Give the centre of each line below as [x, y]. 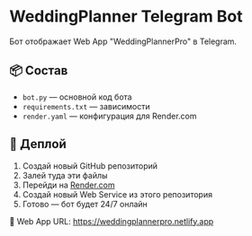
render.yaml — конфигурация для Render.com [109, 116]
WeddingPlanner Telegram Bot [126, 17]
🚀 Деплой [38, 144]
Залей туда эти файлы [65, 175]
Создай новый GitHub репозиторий [90, 166]
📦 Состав [39, 70]
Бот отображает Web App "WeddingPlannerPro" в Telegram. [123, 41]
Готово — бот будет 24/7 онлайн [85, 204]
